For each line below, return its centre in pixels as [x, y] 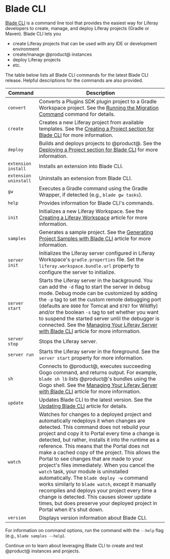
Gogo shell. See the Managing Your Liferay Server [98, 385]
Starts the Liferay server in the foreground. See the [99, 351]
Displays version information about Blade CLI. [93, 517]
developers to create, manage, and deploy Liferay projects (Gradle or [77, 28]
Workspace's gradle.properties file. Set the [91, 259]
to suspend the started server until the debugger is [99, 318]
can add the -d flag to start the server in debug [94, 286]
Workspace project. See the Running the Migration [99, 108]
